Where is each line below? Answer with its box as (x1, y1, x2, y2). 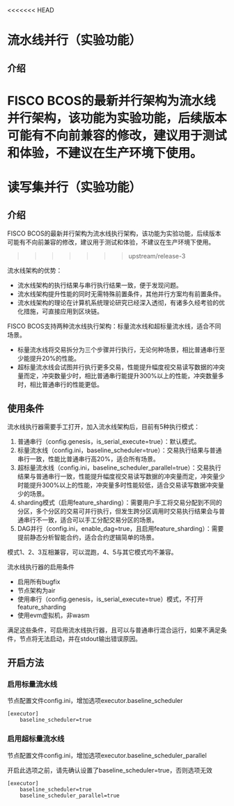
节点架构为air (17, 586, 56, 594)
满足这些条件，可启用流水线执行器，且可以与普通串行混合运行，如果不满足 (7, 626, 221, 634)
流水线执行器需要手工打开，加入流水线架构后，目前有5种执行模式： (7, 422, 201, 431)
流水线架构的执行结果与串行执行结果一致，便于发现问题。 (17, 281, 182, 289)
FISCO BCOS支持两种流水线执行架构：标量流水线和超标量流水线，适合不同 (7, 322, 221, 330)
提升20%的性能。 (29, 354, 80, 362)
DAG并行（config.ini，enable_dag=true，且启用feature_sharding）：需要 (17, 524, 224, 532)
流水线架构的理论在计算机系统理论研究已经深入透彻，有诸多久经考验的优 (17, 298, 225, 307)
